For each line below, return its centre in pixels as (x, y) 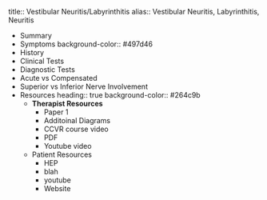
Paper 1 (56, 112)
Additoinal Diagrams (77, 120)
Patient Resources (62, 154)
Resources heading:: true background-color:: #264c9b (110, 95)
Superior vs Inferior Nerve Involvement (84, 86)
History (32, 52)
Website (57, 188)
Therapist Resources (67, 104)
